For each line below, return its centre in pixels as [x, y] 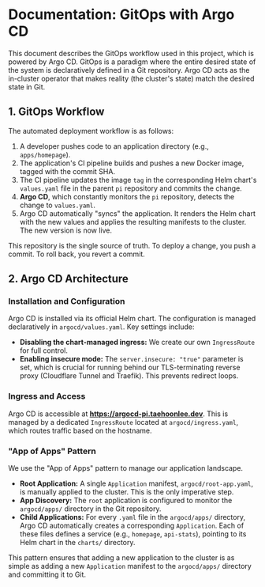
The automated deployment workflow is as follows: [91, 131]
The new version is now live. [66, 230]
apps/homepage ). [45, 154]
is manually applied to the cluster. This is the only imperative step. [127, 492]
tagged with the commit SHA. [67, 171]
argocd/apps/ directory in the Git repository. [90, 509]
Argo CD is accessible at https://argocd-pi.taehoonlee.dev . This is [118, 414]
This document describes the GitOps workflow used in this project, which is [131, 53]
